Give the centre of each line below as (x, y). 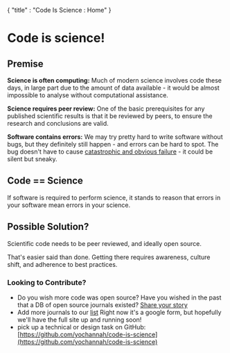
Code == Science (45, 181)
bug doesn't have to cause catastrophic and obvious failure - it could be (110, 151)
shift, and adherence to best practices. (62, 264)
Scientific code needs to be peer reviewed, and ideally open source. (105, 243)
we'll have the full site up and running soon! (79, 320)
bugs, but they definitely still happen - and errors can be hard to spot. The (113, 144)
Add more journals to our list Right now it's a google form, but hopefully (119, 312)
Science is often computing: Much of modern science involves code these (114, 80)
